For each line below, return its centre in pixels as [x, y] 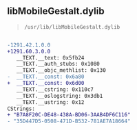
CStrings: [21, 109]
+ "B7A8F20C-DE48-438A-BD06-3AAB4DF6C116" [69, 115]
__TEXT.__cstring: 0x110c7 [55, 89]
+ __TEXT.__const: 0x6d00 [46, 83]
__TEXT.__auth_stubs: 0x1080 [58, 64]
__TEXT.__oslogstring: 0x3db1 [60, 96]
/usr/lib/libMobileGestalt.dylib [72, 27]
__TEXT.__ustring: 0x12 [50, 102]
